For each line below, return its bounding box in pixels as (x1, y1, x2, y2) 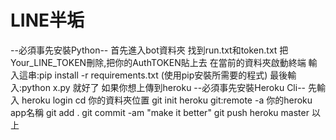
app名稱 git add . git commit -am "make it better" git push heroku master (10, 106, 310, 118)
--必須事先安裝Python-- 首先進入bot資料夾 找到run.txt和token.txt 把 (10, 44, 289, 56)
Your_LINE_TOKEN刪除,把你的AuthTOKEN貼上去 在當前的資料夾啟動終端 (10, 56, 307, 68)
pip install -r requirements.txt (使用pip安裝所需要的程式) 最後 (39, 69, 288, 81)
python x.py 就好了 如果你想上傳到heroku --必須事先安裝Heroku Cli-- (21, 81, 307, 93)
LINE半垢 (10, 9, 85, 32)
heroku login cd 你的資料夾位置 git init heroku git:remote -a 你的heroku (21, 94, 313, 106)
